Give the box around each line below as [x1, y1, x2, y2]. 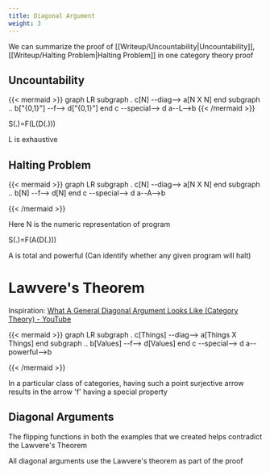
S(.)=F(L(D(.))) [8, 119, 56, 129]
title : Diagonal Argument [8, 11, 95, 20]
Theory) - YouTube [8, 314, 72, 324]
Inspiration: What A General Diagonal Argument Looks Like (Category [8, 306, 239, 316]
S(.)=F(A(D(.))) [8, 235, 57, 245]
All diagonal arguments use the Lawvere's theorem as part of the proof [8, 455, 243, 465]
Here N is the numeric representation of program [8, 220, 171, 229]
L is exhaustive [8, 135, 58, 145]
